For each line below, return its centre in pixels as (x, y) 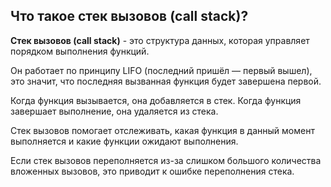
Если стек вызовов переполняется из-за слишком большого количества (166, 160)
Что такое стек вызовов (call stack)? (129, 16)
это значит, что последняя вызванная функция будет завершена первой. (166, 81)
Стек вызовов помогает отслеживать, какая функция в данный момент (162, 130)
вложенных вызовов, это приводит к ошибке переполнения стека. (152, 171)
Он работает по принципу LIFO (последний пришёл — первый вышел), (161, 70)
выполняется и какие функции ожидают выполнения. (124, 141)
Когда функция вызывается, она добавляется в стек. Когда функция (156, 100)
